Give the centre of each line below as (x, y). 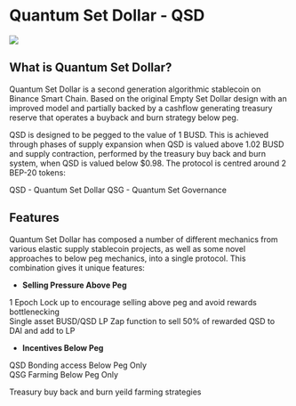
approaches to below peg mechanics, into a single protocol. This (128, 258)
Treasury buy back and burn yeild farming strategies (105, 392)
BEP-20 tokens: (38, 172)
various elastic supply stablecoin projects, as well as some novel (128, 248)
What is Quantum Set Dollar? (91, 68)
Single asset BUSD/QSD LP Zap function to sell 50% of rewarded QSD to (142, 321)
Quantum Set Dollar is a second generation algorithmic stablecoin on (135, 89)
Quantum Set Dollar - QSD (107, 16)
